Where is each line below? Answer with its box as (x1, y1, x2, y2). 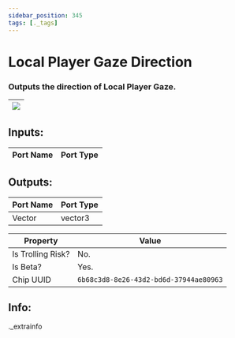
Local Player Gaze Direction (8, 53, 192, 71)
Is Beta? (12, 261, 42, 272)
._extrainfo (8, 321, 43, 332)
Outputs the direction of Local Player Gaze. (8, 81, 177, 92)
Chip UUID (12, 274, 51, 285)
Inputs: (8, 126, 44, 139)
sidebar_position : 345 (8, 11, 83, 20)
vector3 (60, 212, 90, 223)
